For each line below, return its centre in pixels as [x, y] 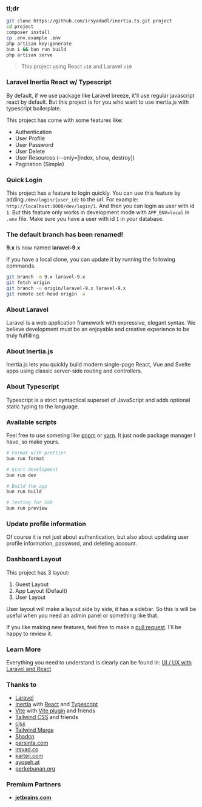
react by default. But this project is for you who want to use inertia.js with [98, 102]
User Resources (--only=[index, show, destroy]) [75, 157]
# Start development [32, 469]
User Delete [30, 151]
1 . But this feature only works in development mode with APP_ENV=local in [98, 212]
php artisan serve [29, 55]
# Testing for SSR [29, 503]
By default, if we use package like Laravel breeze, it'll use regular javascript [100, 95]
